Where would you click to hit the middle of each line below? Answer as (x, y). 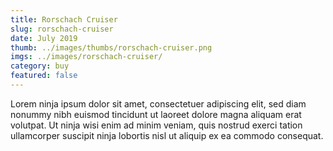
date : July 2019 (44, 38)
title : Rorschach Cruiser (64, 19)
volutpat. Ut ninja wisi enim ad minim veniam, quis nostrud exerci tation (156, 125)
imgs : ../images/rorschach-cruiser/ (86, 57)
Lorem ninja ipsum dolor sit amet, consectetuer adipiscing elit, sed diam (158, 103)
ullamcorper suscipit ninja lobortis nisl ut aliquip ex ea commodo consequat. (167, 135)
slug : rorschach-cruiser (62, 29)
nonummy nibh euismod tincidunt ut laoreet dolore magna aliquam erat (156, 114)
